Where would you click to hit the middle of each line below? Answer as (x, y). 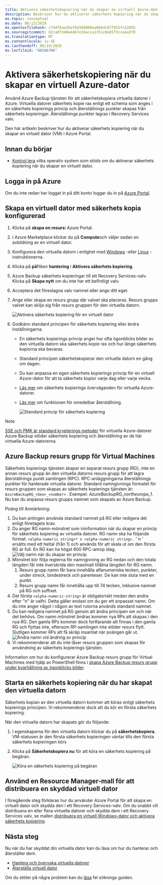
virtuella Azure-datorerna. (31, 441)
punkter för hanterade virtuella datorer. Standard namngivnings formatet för (81, 484)
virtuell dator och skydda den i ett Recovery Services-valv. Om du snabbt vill (81, 806)
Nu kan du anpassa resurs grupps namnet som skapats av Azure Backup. (78, 499)
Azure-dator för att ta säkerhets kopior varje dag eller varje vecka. (85, 378)
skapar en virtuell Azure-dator (67, 85)
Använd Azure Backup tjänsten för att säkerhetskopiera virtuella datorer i (78, 98)
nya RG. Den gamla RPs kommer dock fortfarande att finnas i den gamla (84, 622)
